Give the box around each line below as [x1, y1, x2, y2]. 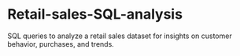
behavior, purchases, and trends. [7, 39, 115, 48]
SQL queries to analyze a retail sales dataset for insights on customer [7, 31, 233, 40]
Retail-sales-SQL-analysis [7, 5, 183, 23]
